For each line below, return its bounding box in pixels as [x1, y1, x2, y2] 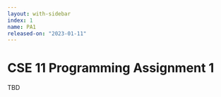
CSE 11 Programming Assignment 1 [7, 60, 215, 76]
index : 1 [7, 17, 33, 24]
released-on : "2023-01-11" [7, 30, 87, 37]
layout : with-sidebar [7, 10, 71, 18]
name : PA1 [7, 23, 37, 30]
